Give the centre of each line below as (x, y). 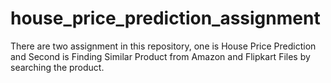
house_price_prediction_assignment (165, 18)
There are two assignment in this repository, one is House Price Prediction (163, 46)
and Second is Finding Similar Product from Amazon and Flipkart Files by (160, 56)
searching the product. (57, 67)
